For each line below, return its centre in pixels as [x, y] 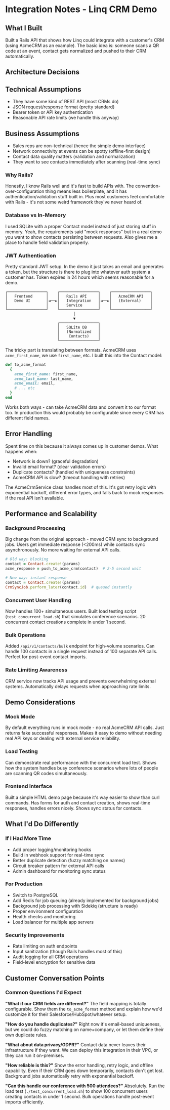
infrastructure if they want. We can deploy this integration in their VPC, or [82, 1050]
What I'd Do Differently [42, 824]
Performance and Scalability [51, 514]
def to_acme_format [26, 365]
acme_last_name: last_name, [44, 379]
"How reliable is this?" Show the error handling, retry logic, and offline [79, 1065]
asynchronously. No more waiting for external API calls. [63, 550]
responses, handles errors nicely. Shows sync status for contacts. [74, 808]
